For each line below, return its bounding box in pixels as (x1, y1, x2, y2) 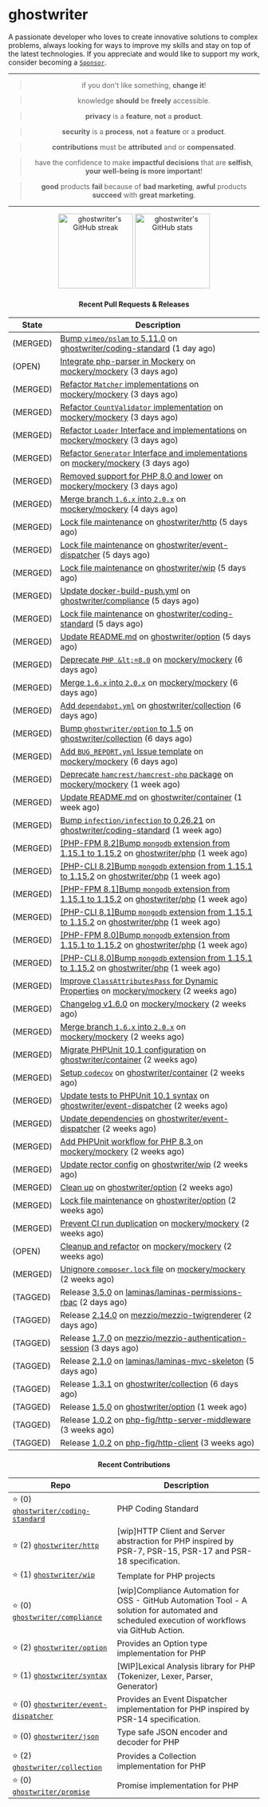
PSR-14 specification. (116, 1714, 201, 1725)
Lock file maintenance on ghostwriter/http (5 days (59, 516, 248, 528)
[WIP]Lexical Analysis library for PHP (116, 1661, 256, 1672)
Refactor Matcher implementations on (59, 379, 199, 390)
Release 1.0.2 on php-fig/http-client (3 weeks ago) (59, 1437, 255, 1449)
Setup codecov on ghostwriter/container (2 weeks (59, 1067, 245, 1078)
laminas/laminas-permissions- (125, 1287, 242, 1298)
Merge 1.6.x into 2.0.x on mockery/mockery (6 (59, 677, 238, 688)
